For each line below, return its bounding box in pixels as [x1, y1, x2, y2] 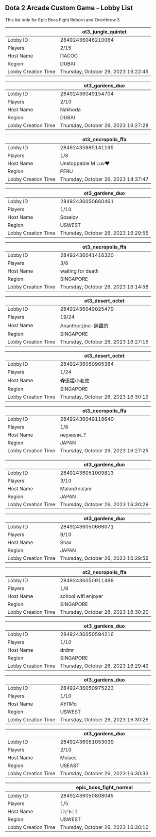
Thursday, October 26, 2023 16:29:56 [60, 554, 149, 561]
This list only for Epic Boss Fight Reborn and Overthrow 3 [5, 17, 120, 22]
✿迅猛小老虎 [60, 377, 90, 384]
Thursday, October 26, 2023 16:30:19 [60, 393, 149, 400]
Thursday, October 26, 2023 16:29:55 [60, 230, 149, 236]
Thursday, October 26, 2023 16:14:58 [60, 283, 149, 290]
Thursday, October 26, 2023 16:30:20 [60, 608, 149, 615]
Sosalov [60, 214, 79, 220]
